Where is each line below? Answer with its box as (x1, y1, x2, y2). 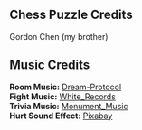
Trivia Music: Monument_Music (9, 100, 128, 111)
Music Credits (9, 58, 90, 73)
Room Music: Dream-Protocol (9, 81, 122, 92)
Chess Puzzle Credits (9, 7, 133, 23)
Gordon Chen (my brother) (9, 31, 109, 42)
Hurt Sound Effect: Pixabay (9, 110, 113, 121)
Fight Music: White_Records (9, 90, 116, 102)
